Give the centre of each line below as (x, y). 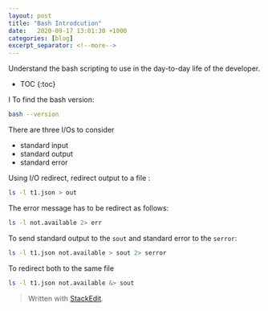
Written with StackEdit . (66, 298)
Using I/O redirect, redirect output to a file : (79, 178)
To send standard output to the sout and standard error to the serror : (123, 238)
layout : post (30, 16)
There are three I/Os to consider (61, 130)
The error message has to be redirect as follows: (89, 208)
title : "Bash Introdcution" (55, 23)
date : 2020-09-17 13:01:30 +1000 (68, 31)
